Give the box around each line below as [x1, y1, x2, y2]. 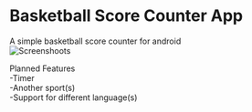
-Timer [9, 72, 35, 83]
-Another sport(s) [9, 82, 76, 93]
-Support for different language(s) [9, 92, 138, 103]
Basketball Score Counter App [9, 5, 244, 26]
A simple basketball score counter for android [9, 36, 182, 46]
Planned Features [9, 63, 76, 74]
